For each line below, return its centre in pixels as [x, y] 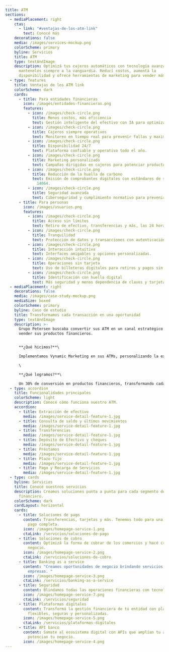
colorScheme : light [35, 398]
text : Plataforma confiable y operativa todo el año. [90, 151]
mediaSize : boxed [32, 301]
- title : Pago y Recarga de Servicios [59, 468]
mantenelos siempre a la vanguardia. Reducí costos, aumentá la [87, 71]
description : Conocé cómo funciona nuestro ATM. [66, 402]
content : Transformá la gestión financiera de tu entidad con [90, 609]
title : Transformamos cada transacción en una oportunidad [77, 315]
